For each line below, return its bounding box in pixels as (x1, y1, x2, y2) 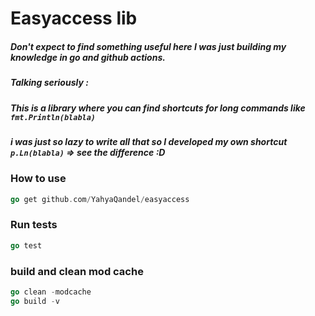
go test (10, 240, 43, 251)
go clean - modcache (10, 287, 92, 297)
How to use (10, 172, 67, 186)
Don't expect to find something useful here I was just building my (10, 40, 287, 52)
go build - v (10, 296, 60, 306)
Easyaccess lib (10, 7, 138, 30)
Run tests (10, 218, 58, 232)
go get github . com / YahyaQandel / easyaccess (10, 194, 190, 204)
